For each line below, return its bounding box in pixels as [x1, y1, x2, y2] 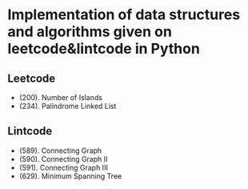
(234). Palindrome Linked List [18, 102, 117, 111]
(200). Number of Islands [18, 93, 103, 102]
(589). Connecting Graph [18, 146, 102, 155]
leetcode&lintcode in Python [7, 40, 201, 58]
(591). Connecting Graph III [18, 163, 109, 172]
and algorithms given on [7, 22, 173, 41]
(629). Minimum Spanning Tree [18, 171, 122, 181]
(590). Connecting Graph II [18, 154, 108, 163]
